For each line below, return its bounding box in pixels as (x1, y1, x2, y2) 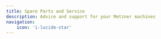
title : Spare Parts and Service (6, 8, 85, 14)
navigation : (6, 19, 35, 25)
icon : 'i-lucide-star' (16, 24, 72, 30)
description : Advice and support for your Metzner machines (6, 14, 156, 19)
